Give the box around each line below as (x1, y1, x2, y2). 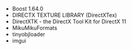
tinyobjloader (12, 31, 46, 38)
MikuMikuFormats (12, 24, 58, 31)
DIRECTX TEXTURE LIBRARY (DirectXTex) (12, 11, 117, 19)
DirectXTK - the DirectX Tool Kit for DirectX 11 (12, 18, 127, 25)
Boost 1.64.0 (12, 5, 44, 12)
